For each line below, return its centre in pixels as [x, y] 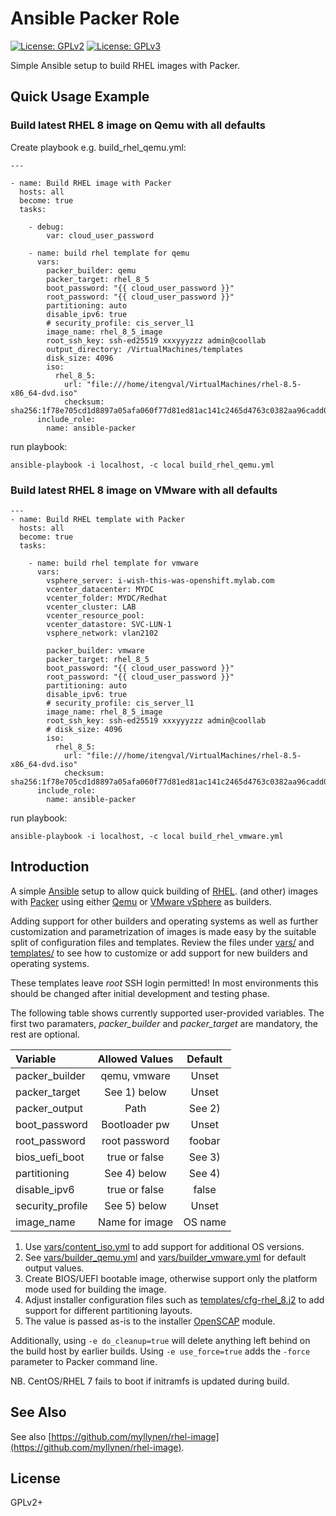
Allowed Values [135, 1059]
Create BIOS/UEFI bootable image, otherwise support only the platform [171, 1278]
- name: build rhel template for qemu [109, 253]
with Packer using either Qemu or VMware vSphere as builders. [141, 901]
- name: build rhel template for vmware [113, 563]
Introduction [50, 867]
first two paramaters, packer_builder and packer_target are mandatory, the [164, 1023]
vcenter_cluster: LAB [91, 607]
